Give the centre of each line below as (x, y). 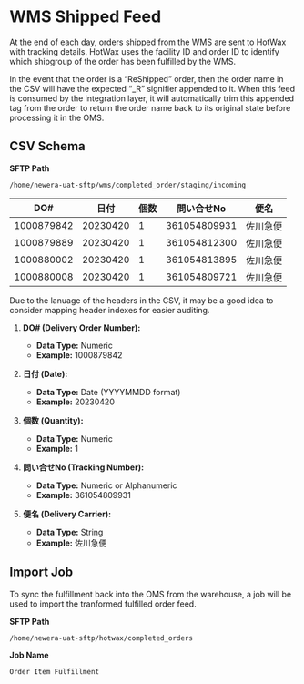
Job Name (29, 655)
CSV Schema (47, 146)
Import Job (41, 572)
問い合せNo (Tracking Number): (83, 467)
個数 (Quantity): (53, 420)
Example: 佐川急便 (71, 543)
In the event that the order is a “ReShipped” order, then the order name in (147, 78)
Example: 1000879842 (79, 355)
